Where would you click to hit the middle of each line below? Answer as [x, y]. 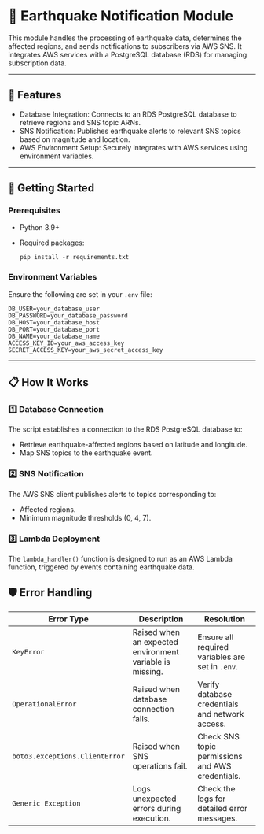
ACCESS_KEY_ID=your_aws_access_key [66, 343]
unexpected [154, 799]
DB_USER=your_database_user [54, 309]
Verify [209, 684]
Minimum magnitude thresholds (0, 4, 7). [85, 517]
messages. [218, 818]
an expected [156, 642]
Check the [216, 788]
